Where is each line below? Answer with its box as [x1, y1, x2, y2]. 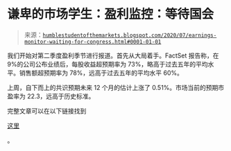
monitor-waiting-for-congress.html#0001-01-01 [24, 38, 162, 45]
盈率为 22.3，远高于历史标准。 [7, 91, 95, 100]
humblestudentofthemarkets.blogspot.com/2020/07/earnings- [42, 32, 217, 39]
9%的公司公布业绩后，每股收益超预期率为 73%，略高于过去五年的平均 [7, 60, 208, 68]
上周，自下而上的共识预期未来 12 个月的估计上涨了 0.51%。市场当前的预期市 [7, 83, 225, 91]
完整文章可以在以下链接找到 [7, 107, 87, 115]
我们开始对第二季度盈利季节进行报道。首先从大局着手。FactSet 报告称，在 [7, 51, 220, 60]
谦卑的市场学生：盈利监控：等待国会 [7, 6, 214, 22]
